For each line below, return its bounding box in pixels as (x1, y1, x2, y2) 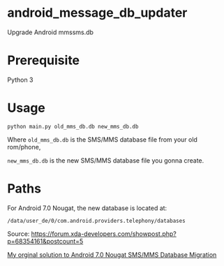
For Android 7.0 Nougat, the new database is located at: (7, 204, 167, 212)
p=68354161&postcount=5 (7, 237, 84, 245)
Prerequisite (7, 52, 80, 68)
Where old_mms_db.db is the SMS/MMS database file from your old (7, 135, 197, 144)
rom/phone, (7, 142, 41, 151)
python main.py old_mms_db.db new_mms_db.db (7, 123, 139, 130)
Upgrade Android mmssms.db (7, 28, 94, 36)
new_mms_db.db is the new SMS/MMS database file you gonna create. (7, 156, 204, 165)
